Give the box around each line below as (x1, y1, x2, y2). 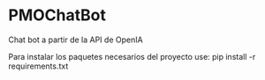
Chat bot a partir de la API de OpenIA (8, 34, 143, 45)
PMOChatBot (8, 5, 107, 25)
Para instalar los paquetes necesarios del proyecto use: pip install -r (8, 51, 256, 62)
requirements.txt (8, 61, 69, 71)
